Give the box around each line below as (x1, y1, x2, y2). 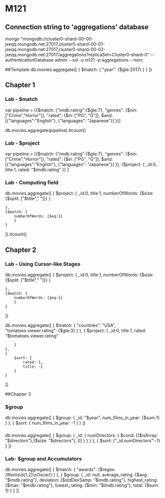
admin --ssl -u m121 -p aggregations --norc (54, 57, 143, 62)
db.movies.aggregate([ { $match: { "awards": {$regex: (5, 467, 116, 473)
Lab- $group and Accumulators (5, 455, 82, 462)
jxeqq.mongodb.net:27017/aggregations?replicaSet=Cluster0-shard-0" (5, 52, 150, 58)
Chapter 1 (5, 81, 36, 89)
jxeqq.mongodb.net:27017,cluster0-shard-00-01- (5, 41, 105, 47)
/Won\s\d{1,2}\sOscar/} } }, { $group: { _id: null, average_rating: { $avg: (5, 472, 148, 478)
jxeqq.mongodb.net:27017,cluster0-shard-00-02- (5, 47, 106, 52)
